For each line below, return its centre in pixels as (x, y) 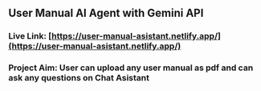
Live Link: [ (30, 36)
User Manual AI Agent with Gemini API (106, 13)
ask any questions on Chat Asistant (79, 78)
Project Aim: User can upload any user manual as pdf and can (131, 68)
